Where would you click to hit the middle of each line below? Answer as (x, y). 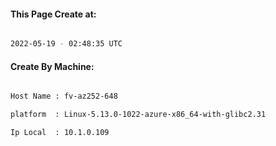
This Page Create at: (53, 14)
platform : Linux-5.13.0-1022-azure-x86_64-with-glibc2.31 (138, 115)
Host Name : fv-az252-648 (64, 96)
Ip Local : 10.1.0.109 (60, 133)
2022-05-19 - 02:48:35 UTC (66, 44)
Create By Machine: (52, 66)
